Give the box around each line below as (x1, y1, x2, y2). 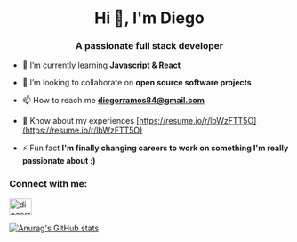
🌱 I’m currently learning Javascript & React (21, 60, 181, 70)
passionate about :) (21, 156, 96, 166)
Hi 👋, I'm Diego (94, 8, 205, 28)
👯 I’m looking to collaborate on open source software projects (21, 77, 252, 88)
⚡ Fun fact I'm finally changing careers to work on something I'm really (21, 142, 289, 154)
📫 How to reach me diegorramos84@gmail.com (21, 95, 205, 106)
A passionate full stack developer (75, 40, 224, 52)
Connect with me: (9, 178, 88, 190)
